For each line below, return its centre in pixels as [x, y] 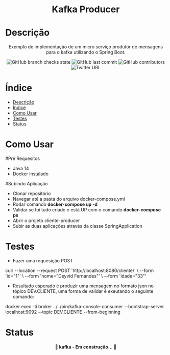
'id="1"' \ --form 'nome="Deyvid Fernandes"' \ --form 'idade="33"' [76, 276]
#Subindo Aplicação [27, 184]
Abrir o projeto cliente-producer [46, 221]
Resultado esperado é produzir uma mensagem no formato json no [83, 286]
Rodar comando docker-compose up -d [55, 204]
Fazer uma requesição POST [43, 260]
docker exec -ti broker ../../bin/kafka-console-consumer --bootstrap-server [85, 306]
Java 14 [21, 168]
